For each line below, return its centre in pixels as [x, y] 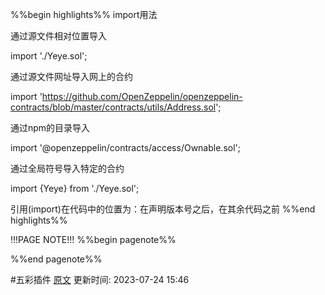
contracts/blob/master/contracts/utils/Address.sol [113, 107]
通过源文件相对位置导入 [58, 36]
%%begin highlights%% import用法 [84, 14]
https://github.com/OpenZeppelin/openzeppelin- [142, 96]
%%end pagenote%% [56, 259]
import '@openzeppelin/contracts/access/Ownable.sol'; [125, 147]
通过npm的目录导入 [50, 127]
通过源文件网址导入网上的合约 [71, 76]
